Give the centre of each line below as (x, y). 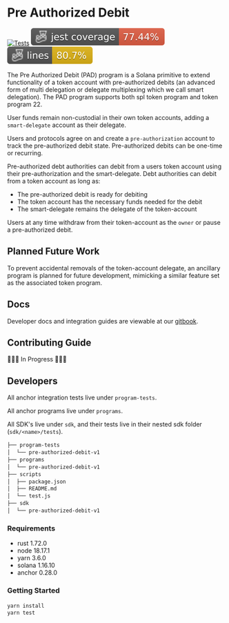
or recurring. (25, 152)
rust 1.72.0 (32, 544)
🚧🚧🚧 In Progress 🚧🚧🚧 (37, 359)
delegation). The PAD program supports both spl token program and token (113, 97)
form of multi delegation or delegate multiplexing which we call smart (106, 89)
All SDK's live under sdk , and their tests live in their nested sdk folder (104, 424)
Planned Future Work (53, 251)
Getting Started (33, 591)
